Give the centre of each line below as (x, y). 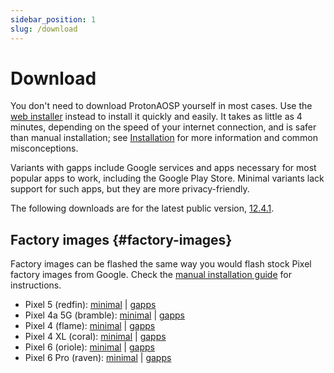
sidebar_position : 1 (53, 19)
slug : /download (44, 29)
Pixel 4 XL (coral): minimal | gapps (95, 337)
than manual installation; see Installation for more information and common (164, 138)
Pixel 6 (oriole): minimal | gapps (89, 347)
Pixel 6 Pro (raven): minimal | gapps (98, 358)
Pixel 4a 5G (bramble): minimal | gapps (104, 315)
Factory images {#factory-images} (121, 239)
